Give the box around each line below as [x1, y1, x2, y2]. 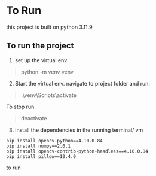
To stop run [6, 103, 35, 110]
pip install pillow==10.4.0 [6, 153, 77, 159]
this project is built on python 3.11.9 [6, 23, 93, 31]
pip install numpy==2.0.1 [6, 143, 71, 149]
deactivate [20, 114, 47, 122]
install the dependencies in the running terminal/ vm [14, 126, 143, 133]
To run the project [6, 41, 74, 51]
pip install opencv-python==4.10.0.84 [6, 138, 103, 144]
